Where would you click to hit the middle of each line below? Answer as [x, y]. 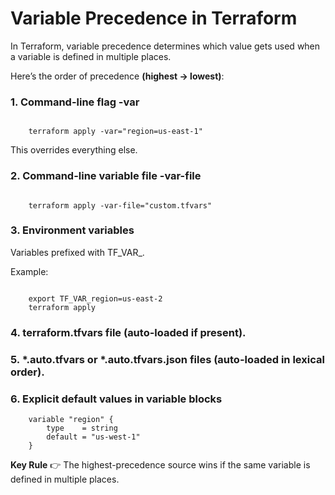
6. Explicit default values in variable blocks [116, 399]
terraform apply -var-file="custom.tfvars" [120, 205]
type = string [82, 428]
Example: [29, 271]
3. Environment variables [72, 230]
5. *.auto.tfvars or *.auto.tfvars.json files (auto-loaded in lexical [167, 359]
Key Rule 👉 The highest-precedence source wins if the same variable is [160, 464]
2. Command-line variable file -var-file [106, 176]
